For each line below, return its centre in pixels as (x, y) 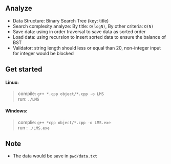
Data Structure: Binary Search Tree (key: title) (61, 20)
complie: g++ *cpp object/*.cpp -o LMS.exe (64, 122)
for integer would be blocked (43, 53)
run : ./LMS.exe (34, 128)
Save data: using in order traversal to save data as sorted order (79, 31)
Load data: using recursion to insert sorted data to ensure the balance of (89, 37)
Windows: (16, 111)
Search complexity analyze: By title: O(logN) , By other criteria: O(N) (83, 26)
